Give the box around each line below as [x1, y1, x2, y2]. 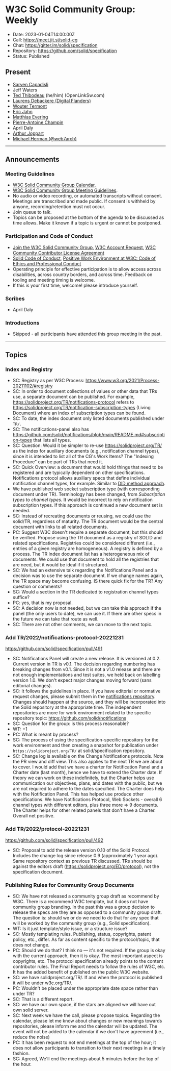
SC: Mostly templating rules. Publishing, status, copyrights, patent [12, 931, 151, 937]
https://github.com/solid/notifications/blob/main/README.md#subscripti [12, 432, 165, 438]
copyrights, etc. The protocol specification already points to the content [12, 958, 164, 964]
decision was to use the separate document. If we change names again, [12, 572, 164, 579]
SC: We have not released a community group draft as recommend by [12, 893, 159, 899]
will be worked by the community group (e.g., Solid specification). [12, 920, 151, 926]
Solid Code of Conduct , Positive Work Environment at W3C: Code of [12, 255, 156, 261]
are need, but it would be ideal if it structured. [12, 562, 108, 568]
